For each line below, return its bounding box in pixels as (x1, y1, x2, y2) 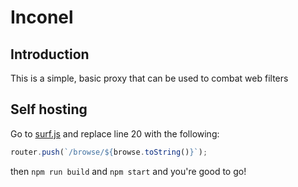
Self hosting (10, 101, 88, 118)
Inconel (10, 6, 74, 29)
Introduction (10, 46, 90, 63)
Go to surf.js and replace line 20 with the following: (10, 127, 220, 140)
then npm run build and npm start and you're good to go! (10, 165, 247, 177)
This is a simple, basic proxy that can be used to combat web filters (10, 72, 289, 84)
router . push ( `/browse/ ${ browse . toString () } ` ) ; (10, 147, 208, 157)
